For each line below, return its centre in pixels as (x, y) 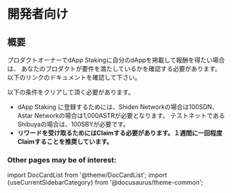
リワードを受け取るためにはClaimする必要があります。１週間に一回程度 (120, 133)
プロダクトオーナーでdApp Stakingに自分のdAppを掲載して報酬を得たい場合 (116, 60)
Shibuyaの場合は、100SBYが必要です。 (73, 124)
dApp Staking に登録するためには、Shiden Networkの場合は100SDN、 (118, 107)
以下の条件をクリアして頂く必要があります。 (71, 92)
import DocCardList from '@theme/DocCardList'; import (87, 175)
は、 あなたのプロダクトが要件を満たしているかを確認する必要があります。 (114, 69)
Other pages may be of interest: (62, 160)
